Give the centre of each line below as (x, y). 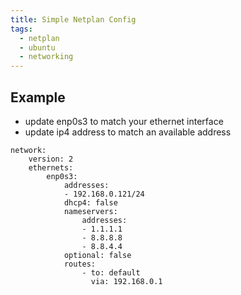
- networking (46, 57)
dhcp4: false (90, 202)
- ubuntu (37, 47)
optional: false (97, 255)
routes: (80, 264)
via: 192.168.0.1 (126, 281)
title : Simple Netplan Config (73, 19)
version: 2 (51, 159)
